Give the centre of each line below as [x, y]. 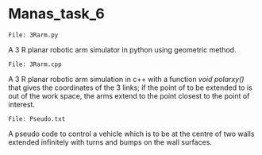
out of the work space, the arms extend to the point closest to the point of [129, 95]
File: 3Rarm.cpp [35, 64]
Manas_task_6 [56, 14]
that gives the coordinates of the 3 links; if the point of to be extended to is [130, 87]
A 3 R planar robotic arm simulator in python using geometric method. [122, 49]
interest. [22, 104]
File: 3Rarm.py [33, 35]
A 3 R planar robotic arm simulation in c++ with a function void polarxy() [126, 79]
